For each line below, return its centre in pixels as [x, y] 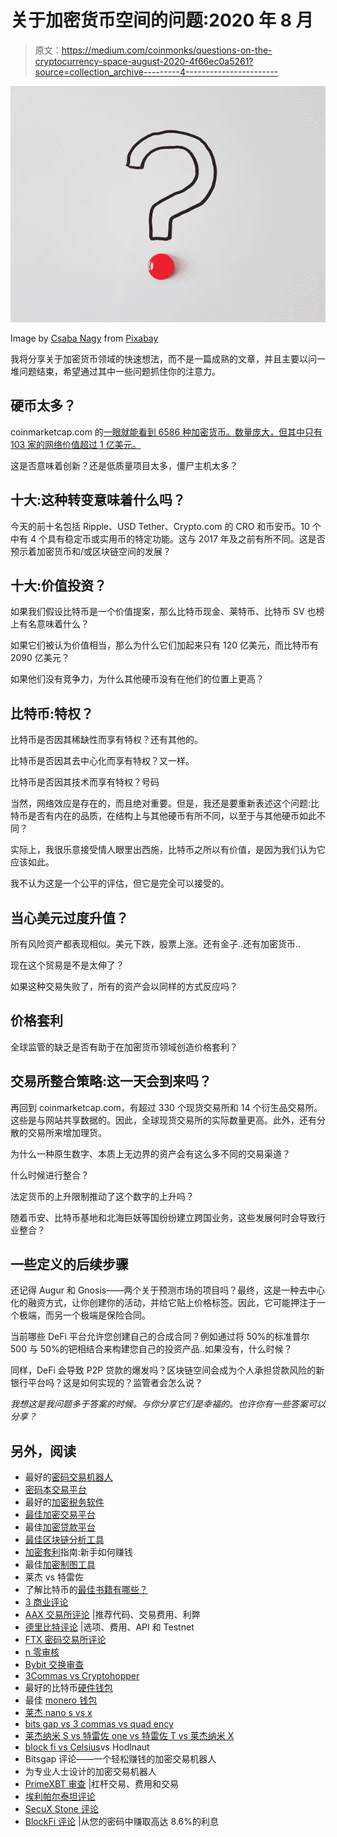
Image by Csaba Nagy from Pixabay [84, 338]
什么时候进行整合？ [50, 1175]
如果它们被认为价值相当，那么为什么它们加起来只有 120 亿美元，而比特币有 [164, 645]
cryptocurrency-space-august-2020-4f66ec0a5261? [144, 61]
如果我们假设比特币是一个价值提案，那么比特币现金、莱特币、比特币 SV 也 [163, 612]
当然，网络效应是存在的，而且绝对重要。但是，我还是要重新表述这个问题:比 [165, 803]
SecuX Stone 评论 [61, 1809]
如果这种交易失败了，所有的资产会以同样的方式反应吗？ [124, 986]
